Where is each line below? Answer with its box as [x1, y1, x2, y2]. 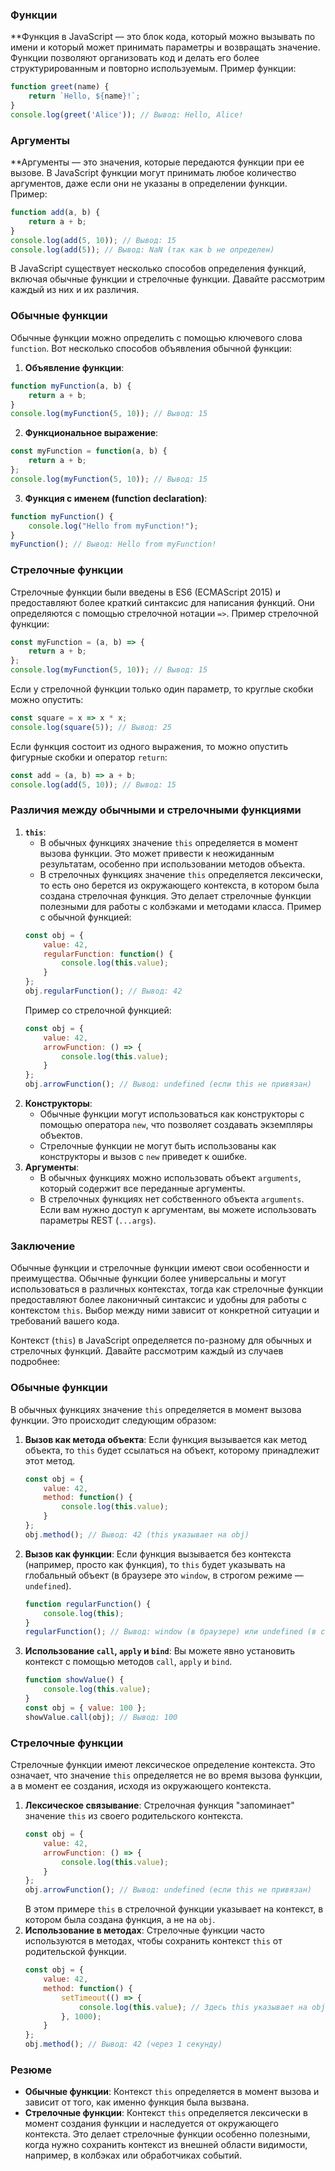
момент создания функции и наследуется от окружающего [24, 2118, 279, 2130]
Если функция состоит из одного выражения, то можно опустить [10, 740, 289, 752]
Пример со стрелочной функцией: [24, 1004, 172, 1016]
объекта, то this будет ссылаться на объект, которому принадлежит [24, 1444, 320, 1456]
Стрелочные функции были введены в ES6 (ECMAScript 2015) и [10, 586, 282, 598]
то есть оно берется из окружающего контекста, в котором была [39, 879, 320, 891]
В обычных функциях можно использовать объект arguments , [39, 1172, 302, 1184]
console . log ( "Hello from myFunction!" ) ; [28, 521, 199, 531]
